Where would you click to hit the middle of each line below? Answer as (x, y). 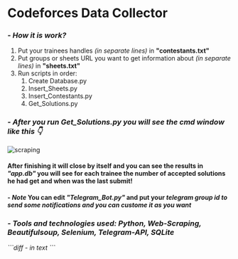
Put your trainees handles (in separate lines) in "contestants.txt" (113, 51)
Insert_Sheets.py (53, 89)
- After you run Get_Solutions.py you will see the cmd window (116, 122)
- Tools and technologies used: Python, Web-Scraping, (104, 223)
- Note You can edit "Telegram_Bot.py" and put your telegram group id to (118, 197)
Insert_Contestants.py (60, 96)
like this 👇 (25, 132)
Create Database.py (58, 81)
